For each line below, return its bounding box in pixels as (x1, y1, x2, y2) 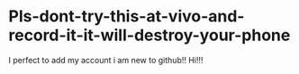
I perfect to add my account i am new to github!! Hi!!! (8, 54, 204, 65)
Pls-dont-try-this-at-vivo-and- (8, 6, 245, 27)
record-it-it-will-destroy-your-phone (8, 25, 291, 45)
